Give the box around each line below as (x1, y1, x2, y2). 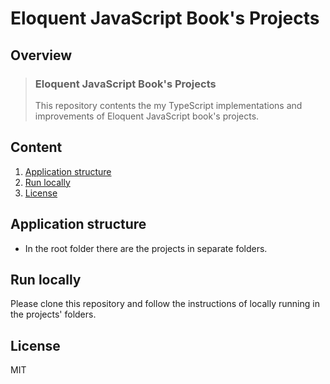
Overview (10, 47, 73, 64)
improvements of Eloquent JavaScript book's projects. (34, 110, 260, 122)
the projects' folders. (10, 308, 97, 321)
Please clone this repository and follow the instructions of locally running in (10, 298, 320, 310)
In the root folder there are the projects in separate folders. (24, 242, 268, 254)
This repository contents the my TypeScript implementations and (34, 99, 303, 111)
